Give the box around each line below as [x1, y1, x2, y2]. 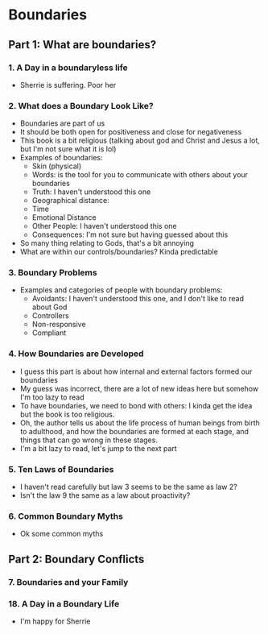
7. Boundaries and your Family [8, 576, 129, 587]
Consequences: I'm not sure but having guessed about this [31, 230, 229, 239]
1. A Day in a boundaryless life [8, 62, 129, 73]
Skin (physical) [31, 161, 82, 171]
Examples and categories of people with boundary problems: [19, 285, 223, 295]
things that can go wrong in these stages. [19, 435, 159, 445]
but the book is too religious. [19, 409, 115, 419]
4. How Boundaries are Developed [8, 348, 144, 359]
